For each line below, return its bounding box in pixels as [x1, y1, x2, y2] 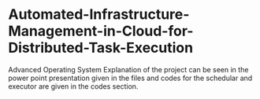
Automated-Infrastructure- [8, 5, 190, 24]
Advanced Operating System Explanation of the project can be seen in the [8, 64, 249, 74]
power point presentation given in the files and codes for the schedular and [8, 73, 253, 82]
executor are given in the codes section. [8, 81, 139, 91]
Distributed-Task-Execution [8, 39, 194, 57]
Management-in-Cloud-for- [8, 22, 194, 40]
